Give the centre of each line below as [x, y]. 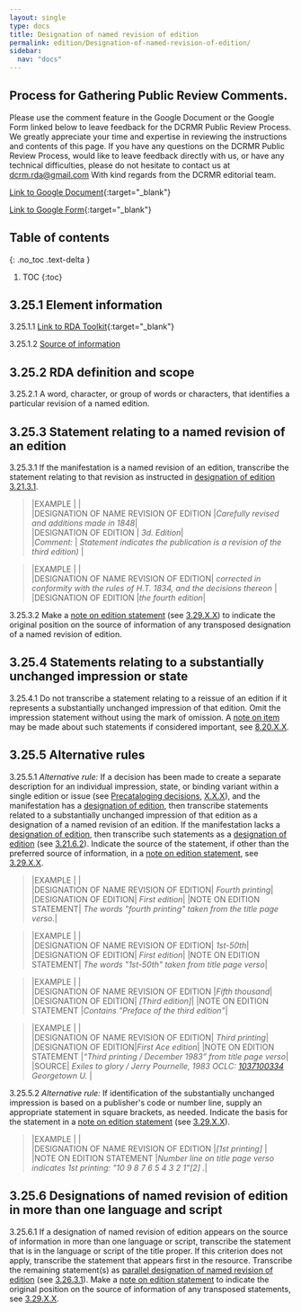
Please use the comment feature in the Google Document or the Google [142, 117]
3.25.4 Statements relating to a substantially [137, 663]
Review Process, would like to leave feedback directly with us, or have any [147, 155]
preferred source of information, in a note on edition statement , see [134, 853]
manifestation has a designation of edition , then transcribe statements [139, 805]
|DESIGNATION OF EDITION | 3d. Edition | [107, 533]
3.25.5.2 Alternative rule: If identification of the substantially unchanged [142, 1093]
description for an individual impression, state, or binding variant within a [144, 786]
